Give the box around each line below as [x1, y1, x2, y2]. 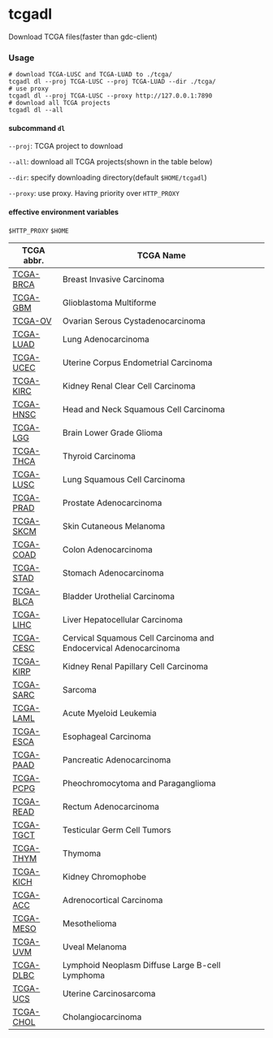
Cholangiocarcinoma [62, 1011, 142, 1023]
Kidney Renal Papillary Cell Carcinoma [62, 660, 209, 671]
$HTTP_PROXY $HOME [8, 227, 69, 235]
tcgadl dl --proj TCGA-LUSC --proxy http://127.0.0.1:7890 [8, 92, 213, 100]
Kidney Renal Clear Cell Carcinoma [62, 380, 196, 391]
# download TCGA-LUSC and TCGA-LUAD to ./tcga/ [8, 71, 173, 79]
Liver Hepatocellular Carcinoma [62, 614, 184, 625]
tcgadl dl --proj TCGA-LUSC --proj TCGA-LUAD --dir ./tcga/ [8, 78, 217, 86]
